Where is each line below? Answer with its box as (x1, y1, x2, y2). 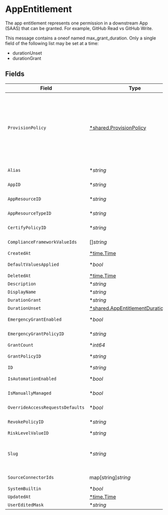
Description (7, 281, 36, 287)
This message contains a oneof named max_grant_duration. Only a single (5, 35, 156, 41)
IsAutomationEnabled (7, 376, 56, 382)
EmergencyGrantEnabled (7, 316, 61, 322)
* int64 (89, 341, 105, 348)
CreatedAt (7, 250, 31, 256)
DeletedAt (7, 273, 31, 278)
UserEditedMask (7, 502, 44, 508)
